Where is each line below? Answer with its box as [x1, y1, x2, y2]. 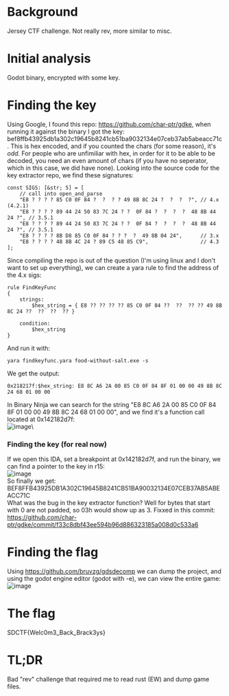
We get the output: [7, 369, 60, 377]
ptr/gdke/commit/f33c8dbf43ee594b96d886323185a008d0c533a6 [7, 521, 199, 529]
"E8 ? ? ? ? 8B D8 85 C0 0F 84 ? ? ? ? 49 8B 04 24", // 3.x [19, 232, 219, 239]
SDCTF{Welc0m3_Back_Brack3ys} [7, 628, 106, 636]
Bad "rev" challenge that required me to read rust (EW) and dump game [7, 675, 210, 683]
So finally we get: [7, 477, 56, 485]
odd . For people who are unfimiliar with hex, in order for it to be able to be [7, 149, 216, 158]
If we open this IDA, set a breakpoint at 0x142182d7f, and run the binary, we [7, 455, 221, 463]
